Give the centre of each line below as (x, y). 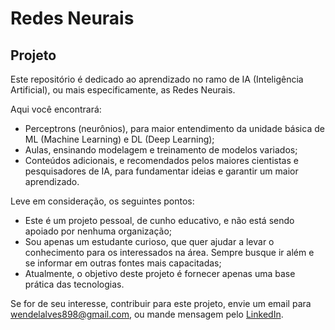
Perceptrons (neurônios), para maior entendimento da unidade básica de (174, 128)
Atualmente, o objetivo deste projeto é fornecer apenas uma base (160, 273)
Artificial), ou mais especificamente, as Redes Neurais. (123, 90)
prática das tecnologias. (74, 284)
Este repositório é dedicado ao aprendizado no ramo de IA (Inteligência (157, 79)
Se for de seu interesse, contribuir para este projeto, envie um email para (161, 303)
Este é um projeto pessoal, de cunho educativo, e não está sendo (159, 220)
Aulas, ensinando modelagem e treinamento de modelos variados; (161, 150)
